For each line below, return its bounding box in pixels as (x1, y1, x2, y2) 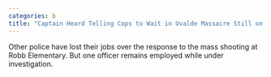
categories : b (8, 11, 57, 20)
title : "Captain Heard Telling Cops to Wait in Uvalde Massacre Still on (8, 19, 264, 28)
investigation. (8, 58, 54, 69)
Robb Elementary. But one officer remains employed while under (8, 50, 225, 60)
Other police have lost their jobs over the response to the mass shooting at (8, 41, 258, 51)
